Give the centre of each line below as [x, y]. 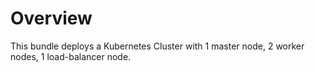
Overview [51, 18]
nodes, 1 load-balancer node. [71, 56]
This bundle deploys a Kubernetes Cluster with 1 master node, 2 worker [157, 46]
